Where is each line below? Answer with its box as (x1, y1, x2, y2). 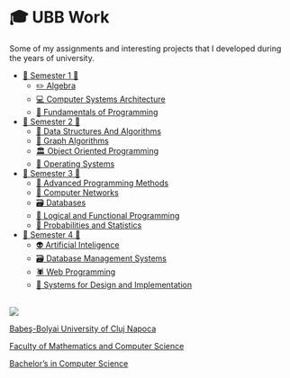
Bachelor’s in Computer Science (9, 357, 129, 369)
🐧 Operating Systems (35, 158, 115, 169)
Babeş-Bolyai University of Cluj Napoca (9, 323, 157, 334)
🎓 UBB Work (9, 7, 110, 28)
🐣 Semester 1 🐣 (22, 69, 79, 81)
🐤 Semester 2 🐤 (22, 116, 81, 127)
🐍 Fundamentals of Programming (35, 106, 159, 117)
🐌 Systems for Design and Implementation (35, 279, 193, 290)
